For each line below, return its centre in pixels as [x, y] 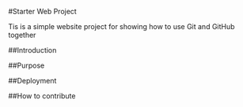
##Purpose [27, 65]
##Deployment [32, 81]
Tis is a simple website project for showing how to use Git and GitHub [121, 26]
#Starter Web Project [42, 11]
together [22, 35]
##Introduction [32, 50]
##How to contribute [42, 96]
